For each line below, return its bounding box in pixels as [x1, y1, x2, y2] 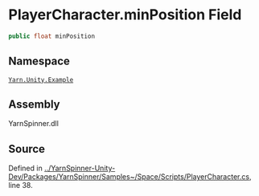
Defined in [8, 163, 43, 174]
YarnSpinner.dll [8, 119, 59, 129]
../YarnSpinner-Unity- [43, 163, 116, 174]
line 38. [8, 181, 34, 190]
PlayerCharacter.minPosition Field [8, 6, 242, 24]
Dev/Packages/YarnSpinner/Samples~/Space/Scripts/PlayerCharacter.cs [8, 172, 250, 182]
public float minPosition [8, 32, 95, 40]
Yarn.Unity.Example [8, 76, 74, 84]
